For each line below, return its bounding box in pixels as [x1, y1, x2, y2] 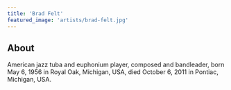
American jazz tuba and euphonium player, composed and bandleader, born [7, 60, 225, 69]
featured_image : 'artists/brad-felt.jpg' [7, 17, 129, 24]
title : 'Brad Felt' [7, 10, 64, 17]
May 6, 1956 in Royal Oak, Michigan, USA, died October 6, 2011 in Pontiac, [7, 68, 219, 76]
